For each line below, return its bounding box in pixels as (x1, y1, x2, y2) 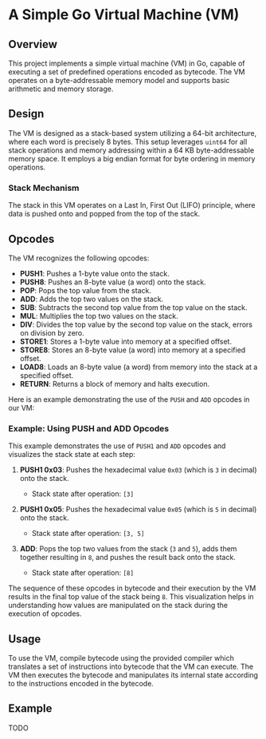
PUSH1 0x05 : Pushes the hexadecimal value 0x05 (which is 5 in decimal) (19, 505, 257, 515)
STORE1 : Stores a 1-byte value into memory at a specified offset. (19, 336, 233, 346)
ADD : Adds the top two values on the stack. (19, 294, 164, 304)
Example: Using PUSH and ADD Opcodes (8, 423, 170, 434)
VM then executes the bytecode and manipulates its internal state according (8, 670, 259, 680)
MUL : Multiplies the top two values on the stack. (19, 311, 178, 320)
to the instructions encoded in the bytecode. (8, 679, 154, 689)
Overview (8, 38, 58, 51)
